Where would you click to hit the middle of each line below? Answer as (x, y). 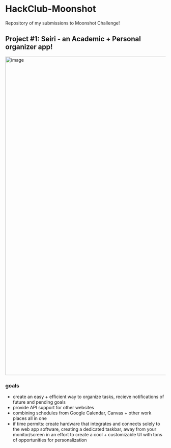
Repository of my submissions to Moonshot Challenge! (63, 23)
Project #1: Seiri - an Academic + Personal (73, 39)
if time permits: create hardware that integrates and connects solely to (86, 424)
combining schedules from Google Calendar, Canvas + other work (82, 413)
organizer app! (29, 47)
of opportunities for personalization (50, 440)
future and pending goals (39, 402)
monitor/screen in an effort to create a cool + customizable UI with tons (88, 435)
